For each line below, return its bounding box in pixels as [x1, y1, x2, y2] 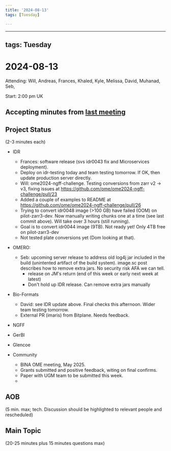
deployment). [20, 164, 48, 170]
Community [12, 352, 37, 358]
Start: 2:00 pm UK [5, 93, 43, 99]
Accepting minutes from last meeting [5, 108, 126, 116]
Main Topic [5, 426, 42, 435]
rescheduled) [5, 412, 34, 418]
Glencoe [12, 342, 31, 348]
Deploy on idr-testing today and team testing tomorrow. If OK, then [20, 170, 160, 176]
